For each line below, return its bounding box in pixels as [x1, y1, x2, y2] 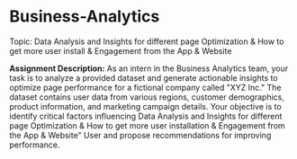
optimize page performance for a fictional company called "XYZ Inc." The [9, 82, 282, 93]
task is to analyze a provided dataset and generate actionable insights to [9, 72, 278, 83]
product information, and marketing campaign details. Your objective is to [9, 101, 282, 111]
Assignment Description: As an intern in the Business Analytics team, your [9, 63, 289, 74]
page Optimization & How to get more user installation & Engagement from [9, 119, 285, 131]
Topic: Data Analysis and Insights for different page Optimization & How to [9, 36, 284, 47]
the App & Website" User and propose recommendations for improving [9, 129, 272, 140]
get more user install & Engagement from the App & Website [9, 45, 232, 56]
